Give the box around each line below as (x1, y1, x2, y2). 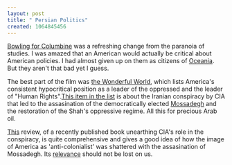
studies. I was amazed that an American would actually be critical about (7, 49, 213, 58)
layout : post (7, 10, 45, 17)
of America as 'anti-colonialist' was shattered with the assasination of (7, 143, 206, 151)
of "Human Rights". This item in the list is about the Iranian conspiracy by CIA (7, 92, 225, 101)
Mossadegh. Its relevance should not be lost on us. (7, 150, 153, 158)
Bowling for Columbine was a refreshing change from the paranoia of (7, 42, 205, 51)
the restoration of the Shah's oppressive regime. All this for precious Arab (7, 107, 217, 115)
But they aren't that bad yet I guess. (7, 64, 109, 73)
